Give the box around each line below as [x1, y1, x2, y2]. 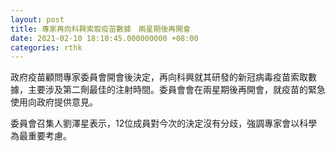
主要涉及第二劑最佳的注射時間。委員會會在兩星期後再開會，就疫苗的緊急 [27, 84, 326, 96]
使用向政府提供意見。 [10, 96, 98, 108]
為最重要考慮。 [10, 130, 72, 142]
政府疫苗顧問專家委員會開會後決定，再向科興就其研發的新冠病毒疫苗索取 [10, 71, 308, 83]
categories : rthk [10, 42, 83, 53]
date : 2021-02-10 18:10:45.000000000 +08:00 [10, 33, 199, 43]
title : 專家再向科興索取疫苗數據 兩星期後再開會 [10, 24, 191, 34]
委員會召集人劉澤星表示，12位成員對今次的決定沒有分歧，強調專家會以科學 [10, 117, 318, 130]
